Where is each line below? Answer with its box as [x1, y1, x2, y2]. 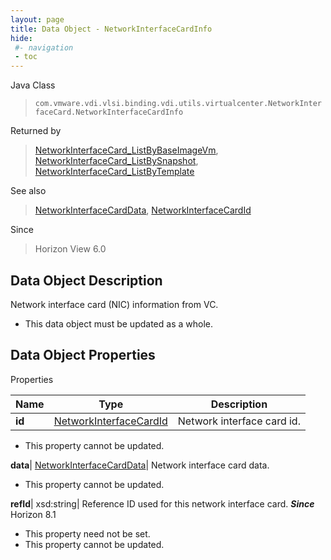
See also [10, 185, 47, 197]
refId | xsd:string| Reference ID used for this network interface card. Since [10, 497, 315, 510]
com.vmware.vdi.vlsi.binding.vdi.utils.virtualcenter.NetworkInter [34, 99, 322, 109]
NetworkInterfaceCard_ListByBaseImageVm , [34, 144, 219, 156]
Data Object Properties [10, 347, 156, 364]
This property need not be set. [24, 527, 151, 540]
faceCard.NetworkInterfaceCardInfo [34, 107, 184, 118]
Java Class [10, 79, 56, 91]
